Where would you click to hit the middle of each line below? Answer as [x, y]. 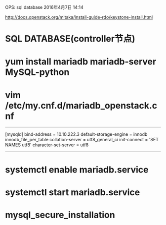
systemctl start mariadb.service [73, 192]
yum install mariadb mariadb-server [81, 62]
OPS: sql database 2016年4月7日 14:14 [44, 7]
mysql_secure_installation [60, 215]
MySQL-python [37, 72]
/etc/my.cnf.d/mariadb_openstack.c [81, 105]
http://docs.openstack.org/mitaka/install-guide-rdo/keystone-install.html [79, 17]
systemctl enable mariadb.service [77, 169]
